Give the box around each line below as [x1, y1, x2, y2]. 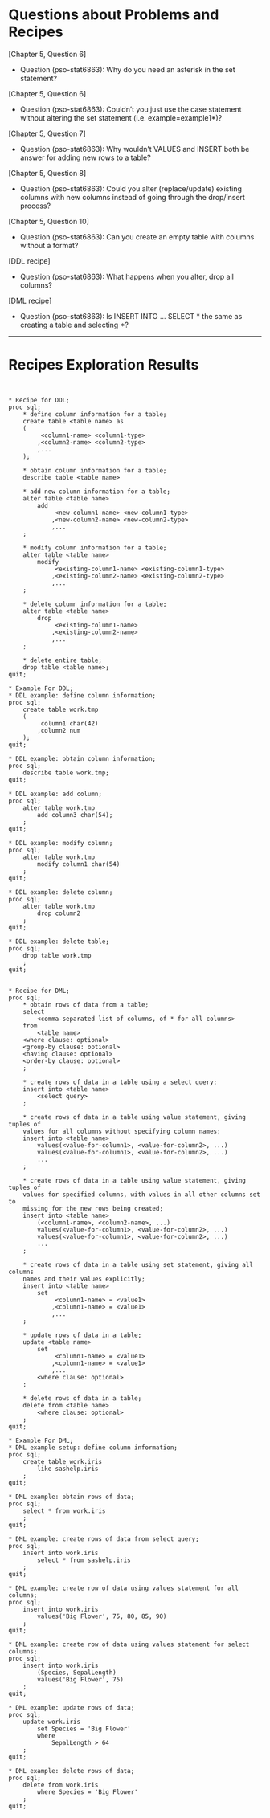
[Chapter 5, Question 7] [8, 129, 86, 138]
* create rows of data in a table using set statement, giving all [22, 1260, 253, 1269]
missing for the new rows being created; [22, 1204, 163, 1212]
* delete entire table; [22, 656, 103, 664]
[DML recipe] [8, 296, 52, 305]
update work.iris [22, 1718, 81, 1726]
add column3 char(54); [37, 811, 113, 819]
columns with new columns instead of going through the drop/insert [19, 192, 245, 202]
